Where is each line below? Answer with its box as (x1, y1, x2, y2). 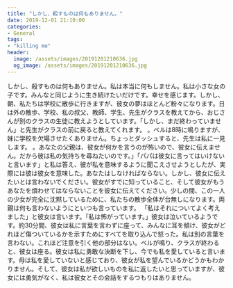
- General (7, 29, 36, 37)
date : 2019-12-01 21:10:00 (7, 17, 85, 24)
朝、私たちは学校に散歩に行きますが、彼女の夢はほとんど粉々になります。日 (7, 99, 225, 108)
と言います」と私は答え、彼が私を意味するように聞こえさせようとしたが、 (7, 160, 220, 168)
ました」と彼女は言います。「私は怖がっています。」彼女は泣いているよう (7, 212, 213, 221)
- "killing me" (7, 42, 51, 49)
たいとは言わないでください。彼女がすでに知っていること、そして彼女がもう (7, 177, 225, 186)
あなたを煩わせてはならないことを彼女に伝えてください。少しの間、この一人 (7, 186, 225, 195)
